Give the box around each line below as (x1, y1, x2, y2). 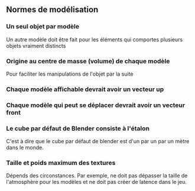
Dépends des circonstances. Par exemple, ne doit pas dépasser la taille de (6, 172, 188, 179)
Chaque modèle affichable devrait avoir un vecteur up (6, 85, 164, 93)
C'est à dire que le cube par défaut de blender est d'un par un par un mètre (6, 138, 190, 145)
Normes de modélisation (6, 5, 99, 15)
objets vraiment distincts (6, 42, 66, 49)
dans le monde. (6, 144, 44, 151)
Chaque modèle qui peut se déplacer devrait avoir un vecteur (6, 101, 185, 109)
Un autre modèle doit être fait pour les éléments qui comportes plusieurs (6, 35, 183, 43)
